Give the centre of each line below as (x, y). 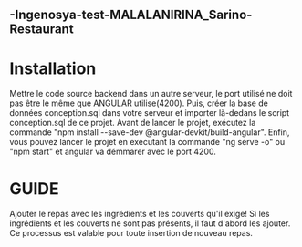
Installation (53, 68)
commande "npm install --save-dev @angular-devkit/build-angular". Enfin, (150, 132)
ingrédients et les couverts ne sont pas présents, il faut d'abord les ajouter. (150, 223)
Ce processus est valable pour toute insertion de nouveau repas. (131, 233)
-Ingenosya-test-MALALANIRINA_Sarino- (131, 15)
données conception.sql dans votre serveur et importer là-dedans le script (150, 113)
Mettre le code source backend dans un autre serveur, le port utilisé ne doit (151, 94)
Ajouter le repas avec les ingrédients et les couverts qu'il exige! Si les (140, 214)
